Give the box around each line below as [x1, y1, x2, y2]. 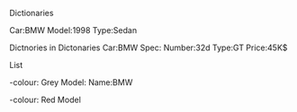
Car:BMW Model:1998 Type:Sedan [9, 25, 138, 35]
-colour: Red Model [9, 94, 81, 105]
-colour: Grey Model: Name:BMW [9, 77, 133, 88]
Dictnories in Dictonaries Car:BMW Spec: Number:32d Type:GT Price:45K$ [9, 42, 288, 53]
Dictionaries [9, 8, 54, 18]
